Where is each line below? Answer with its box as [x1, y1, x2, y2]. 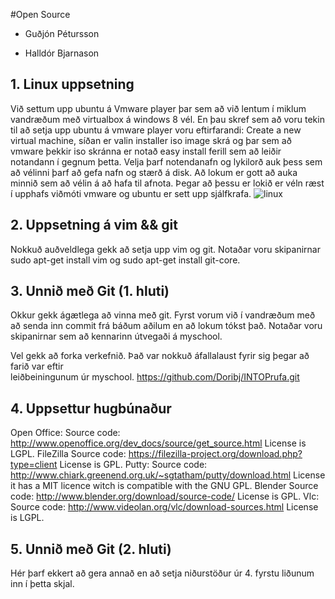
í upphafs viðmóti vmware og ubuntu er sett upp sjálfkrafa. [10, 187, 252, 199]
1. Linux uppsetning [10, 76, 135, 93]
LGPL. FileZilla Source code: [10, 448, 127, 460]
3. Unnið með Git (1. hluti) [10, 283, 170, 300]
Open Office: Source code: [10, 427, 121, 439]
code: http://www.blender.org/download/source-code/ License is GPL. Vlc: [10, 490, 320, 503]
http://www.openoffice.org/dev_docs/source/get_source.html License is [10, 437, 307, 449]
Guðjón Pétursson [24, 28, 100, 39]
